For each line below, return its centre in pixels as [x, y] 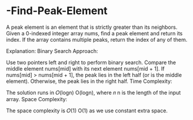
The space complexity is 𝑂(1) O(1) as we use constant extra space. [87, 111]
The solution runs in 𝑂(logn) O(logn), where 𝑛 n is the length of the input [94, 92]
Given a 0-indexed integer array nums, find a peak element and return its [94, 33]
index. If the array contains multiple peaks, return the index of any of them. [97, 39]
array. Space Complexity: [37, 99]
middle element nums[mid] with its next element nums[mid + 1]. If [85, 68]
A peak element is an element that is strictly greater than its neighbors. [92, 27]
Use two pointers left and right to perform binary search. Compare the [91, 62]
